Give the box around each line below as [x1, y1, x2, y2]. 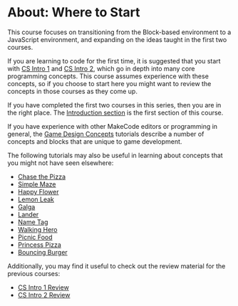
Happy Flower [17, 187, 59, 196]
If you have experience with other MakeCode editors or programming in [7, 122, 218, 130]
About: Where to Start [7, 4, 140, 21]
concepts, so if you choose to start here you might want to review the [7, 79, 212, 88]
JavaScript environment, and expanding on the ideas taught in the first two [7, 35, 227, 43]
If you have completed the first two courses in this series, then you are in [7, 100, 222, 109]
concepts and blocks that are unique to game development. [7, 137, 182, 146]
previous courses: [7, 269, 61, 278]
